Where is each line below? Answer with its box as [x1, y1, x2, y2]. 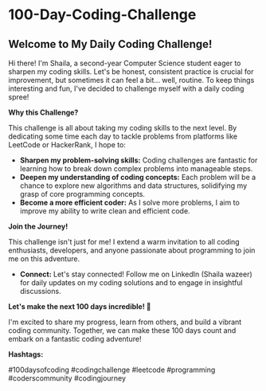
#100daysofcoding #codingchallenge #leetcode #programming [8, 365, 216, 374]
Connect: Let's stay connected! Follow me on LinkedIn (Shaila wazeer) [19, 269, 252, 279]
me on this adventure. [8, 254, 80, 264]
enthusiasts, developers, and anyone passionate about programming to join [8, 245, 256, 255]
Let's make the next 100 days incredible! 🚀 [8, 302, 151, 311]
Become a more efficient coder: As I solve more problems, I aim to [19, 197, 241, 207]
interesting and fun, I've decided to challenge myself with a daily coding [8, 84, 244, 93]
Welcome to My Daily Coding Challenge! [8, 37, 213, 51]
